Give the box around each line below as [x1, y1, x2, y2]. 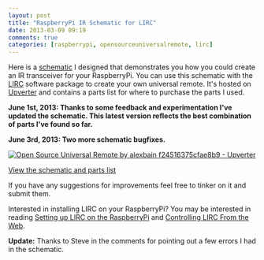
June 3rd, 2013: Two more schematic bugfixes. [8, 135, 165, 144]
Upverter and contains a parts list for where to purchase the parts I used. [8, 87, 245, 97]
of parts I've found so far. [8, 120, 93, 129]
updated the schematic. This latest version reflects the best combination [8, 111, 252, 121]
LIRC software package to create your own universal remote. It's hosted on [8, 80, 252, 89]
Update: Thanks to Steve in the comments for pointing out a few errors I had [8, 236, 256, 246]
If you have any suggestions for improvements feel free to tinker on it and [8, 180, 247, 190]
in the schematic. [8, 245, 65, 254]
